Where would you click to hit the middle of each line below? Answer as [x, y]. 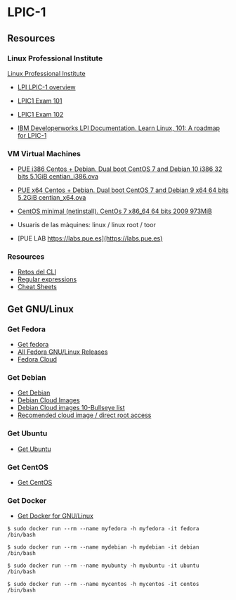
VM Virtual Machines [44, 153]
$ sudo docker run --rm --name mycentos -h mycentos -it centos [103, 585]
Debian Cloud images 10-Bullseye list [71, 408]
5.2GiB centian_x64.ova [52, 198]
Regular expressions [47, 279]
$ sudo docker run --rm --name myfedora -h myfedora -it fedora [103, 529]
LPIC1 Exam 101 [40, 101]
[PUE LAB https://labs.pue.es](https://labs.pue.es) [90, 238]
